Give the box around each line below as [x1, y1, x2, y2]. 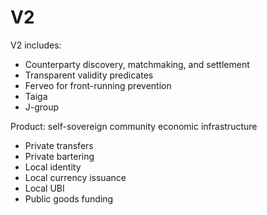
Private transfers [24, 139, 94, 151]
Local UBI [24, 182, 65, 194]
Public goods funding [24, 192, 114, 205]
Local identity [24, 161, 82, 173]
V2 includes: [10, 39, 62, 51]
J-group [24, 101, 60, 113]
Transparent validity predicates [24, 69, 154, 81]
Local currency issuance [24, 171, 127, 183]
